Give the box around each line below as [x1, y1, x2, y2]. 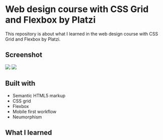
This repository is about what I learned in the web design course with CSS [5, 31, 158, 37]
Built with [5, 79, 36, 88]
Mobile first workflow [12, 108, 57, 114]
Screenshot [5, 51, 43, 59]
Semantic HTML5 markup [12, 92, 66, 98]
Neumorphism [12, 114, 42, 120]
